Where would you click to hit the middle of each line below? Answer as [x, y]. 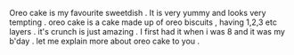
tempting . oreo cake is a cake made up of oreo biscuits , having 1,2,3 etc [143, 22]
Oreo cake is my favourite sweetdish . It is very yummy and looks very [138, 13]
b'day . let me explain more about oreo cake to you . [105, 41]
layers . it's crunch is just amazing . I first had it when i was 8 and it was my [147, 31]
